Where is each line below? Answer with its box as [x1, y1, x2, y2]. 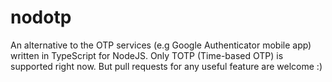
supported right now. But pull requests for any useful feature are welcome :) [10, 60, 323, 72]
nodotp [10, 6, 72, 29]
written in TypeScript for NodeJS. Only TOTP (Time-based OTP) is [10, 49, 284, 61]
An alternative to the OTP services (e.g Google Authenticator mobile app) [10, 39, 312, 51]
